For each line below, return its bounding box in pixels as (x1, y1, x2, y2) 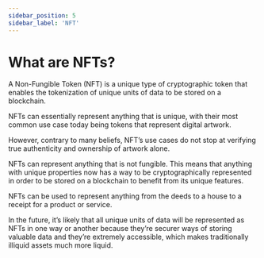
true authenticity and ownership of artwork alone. (8, 144, 170, 153)
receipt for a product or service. (8, 200, 113, 210)
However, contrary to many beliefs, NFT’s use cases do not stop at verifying (8, 136, 256, 145)
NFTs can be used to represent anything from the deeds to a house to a (8, 191, 242, 201)
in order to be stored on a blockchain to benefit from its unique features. (8, 176, 244, 186)
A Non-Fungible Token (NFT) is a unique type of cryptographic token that (8, 79, 248, 89)
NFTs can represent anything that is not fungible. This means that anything (8, 160, 253, 169)
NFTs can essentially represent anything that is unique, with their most (8, 112, 239, 121)
